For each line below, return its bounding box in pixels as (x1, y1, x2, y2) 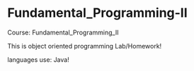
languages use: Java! (7, 55, 69, 64)
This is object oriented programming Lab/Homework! (7, 41, 162, 50)
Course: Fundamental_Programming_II (7, 28, 119, 37)
